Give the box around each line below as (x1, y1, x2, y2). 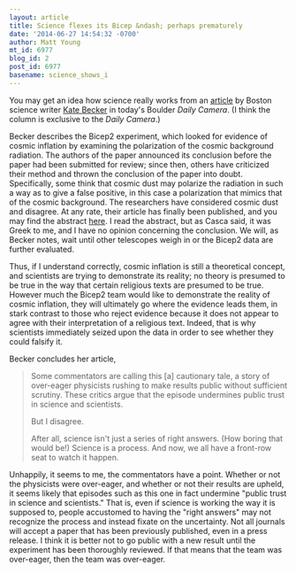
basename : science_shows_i (9, 71, 109, 80)
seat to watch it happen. (30, 452, 119, 462)
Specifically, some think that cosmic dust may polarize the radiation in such (9, 178, 284, 189)
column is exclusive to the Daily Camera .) (9, 113, 161, 124)
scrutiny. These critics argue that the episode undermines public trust (30, 389, 285, 399)
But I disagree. (30, 415, 84, 426)
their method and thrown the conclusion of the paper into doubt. (9, 168, 243, 179)
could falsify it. (9, 336, 64, 346)
